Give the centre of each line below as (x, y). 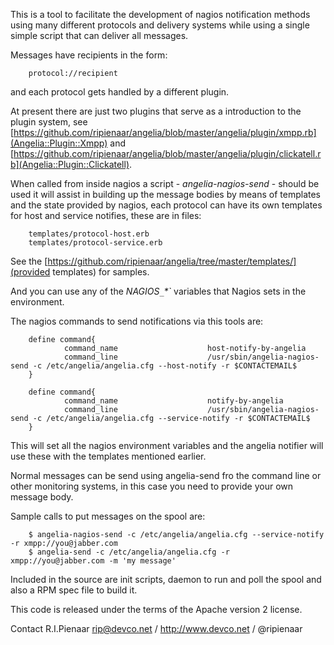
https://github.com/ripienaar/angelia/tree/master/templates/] (172, 261)
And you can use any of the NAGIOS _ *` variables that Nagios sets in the (158, 291)
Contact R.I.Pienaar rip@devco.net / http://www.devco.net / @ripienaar (156, 628)
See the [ (29, 261)
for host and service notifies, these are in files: (106, 215)
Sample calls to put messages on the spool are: (108, 516)
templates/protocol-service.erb (95, 243)
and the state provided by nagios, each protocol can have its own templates (166, 205)
